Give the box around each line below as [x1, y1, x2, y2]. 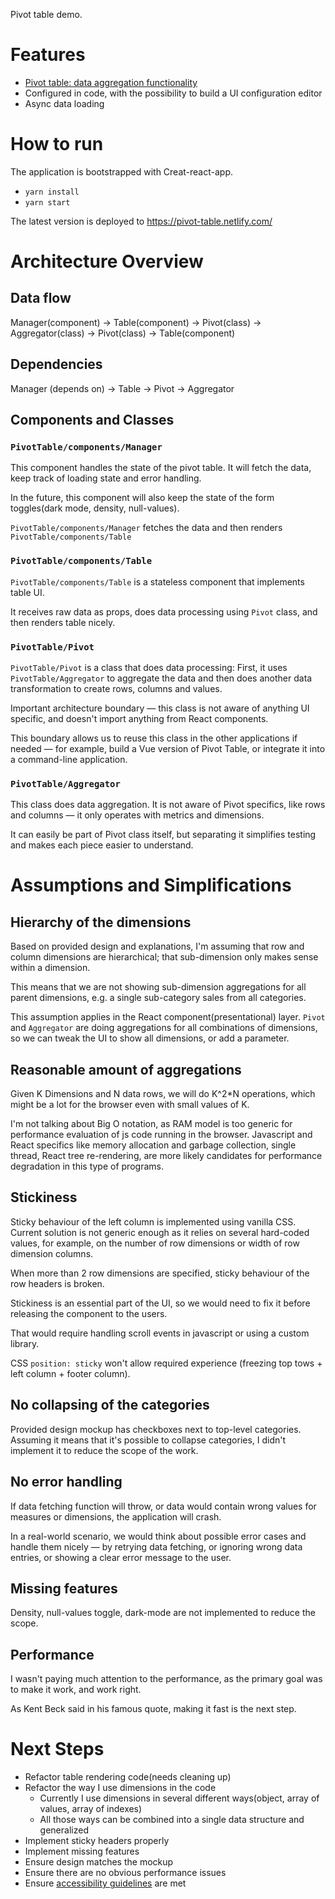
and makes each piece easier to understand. [10, 839, 194, 851]
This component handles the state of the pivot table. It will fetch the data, [10, 462, 312, 474]
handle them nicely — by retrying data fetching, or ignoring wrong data [10, 1540, 303, 1553]
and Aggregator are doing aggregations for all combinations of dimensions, [10, 1022, 318, 1034]
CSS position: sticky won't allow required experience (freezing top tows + [10, 1357, 323, 1369]
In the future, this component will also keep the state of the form [10, 492, 275, 504]
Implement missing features [24, 1845, 140, 1858]
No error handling [10, 1474, 123, 1491]
